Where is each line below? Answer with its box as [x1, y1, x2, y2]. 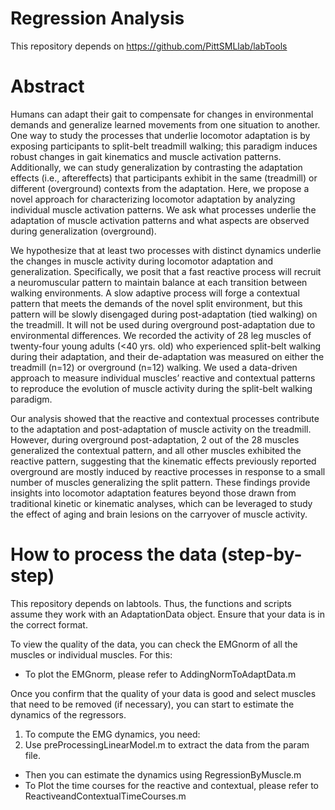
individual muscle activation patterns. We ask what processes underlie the [10, 203, 317, 216]
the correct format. [10, 618, 88, 631]
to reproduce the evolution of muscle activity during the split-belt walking [10, 382, 313, 394]
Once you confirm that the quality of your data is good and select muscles [10, 687, 317, 699]
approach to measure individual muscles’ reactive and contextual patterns [10, 372, 316, 384]
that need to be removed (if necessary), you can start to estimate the [10, 698, 295, 710]
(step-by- [220, 543, 303, 566]
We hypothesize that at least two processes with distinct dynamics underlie [10, 244, 322, 256]
